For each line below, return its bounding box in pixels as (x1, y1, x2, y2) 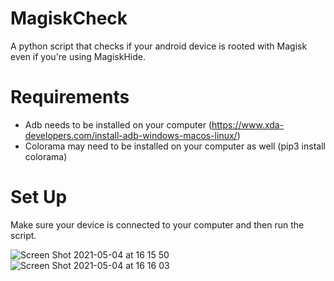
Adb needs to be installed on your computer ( (24, 118, 213, 131)
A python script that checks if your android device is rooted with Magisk (10, 40, 308, 52)
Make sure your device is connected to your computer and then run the (10, 218, 305, 231)
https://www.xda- (211, 118, 285, 131)
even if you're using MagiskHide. (10, 50, 146, 62)
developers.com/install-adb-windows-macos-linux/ (24, 129, 238, 141)
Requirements (10, 86, 130, 109)
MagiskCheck (10, 7, 128, 30)
